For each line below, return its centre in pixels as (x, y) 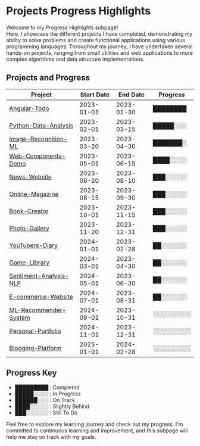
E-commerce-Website (41, 297)
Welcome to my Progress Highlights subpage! (62, 27)
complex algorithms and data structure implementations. (75, 59)
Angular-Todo (29, 108)
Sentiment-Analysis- (39, 276)
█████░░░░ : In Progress (48, 394)
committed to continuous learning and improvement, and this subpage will (97, 431)
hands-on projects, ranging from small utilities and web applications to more (100, 52)
